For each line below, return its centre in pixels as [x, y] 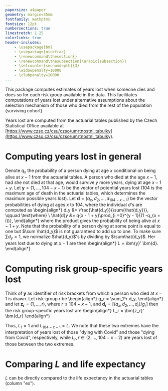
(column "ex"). [20, 383]
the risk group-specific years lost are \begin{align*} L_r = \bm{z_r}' [75, 310]
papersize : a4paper [26, 10]
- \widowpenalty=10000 [38, 71]
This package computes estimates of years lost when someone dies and [80, 89]
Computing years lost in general [73, 157]
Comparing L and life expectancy [76, 364]
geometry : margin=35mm [29, 15]
